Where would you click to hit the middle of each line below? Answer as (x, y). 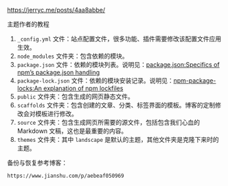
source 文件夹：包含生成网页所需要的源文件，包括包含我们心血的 (109, 122)
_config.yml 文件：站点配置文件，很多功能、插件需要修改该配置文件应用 (119, 39)
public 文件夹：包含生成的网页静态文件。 (75, 96)
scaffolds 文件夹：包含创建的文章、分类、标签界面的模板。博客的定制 (116, 105)
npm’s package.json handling (58, 72)
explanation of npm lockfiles (83, 88)
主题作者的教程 (28, 24)
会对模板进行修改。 (50, 114)
